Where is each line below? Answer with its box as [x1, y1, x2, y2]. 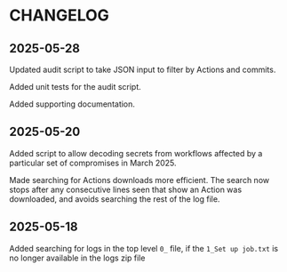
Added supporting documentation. [9, 99, 136, 109]
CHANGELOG [9, 5, 109, 26]
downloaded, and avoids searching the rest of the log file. [9, 193, 220, 204]
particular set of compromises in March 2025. [9, 157, 177, 168]
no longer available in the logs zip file [9, 252, 146, 263]
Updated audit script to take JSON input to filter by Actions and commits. [9, 64, 276, 75]
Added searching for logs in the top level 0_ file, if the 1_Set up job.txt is [9, 243, 278, 253]
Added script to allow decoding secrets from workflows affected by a [9, 148, 263, 158]
